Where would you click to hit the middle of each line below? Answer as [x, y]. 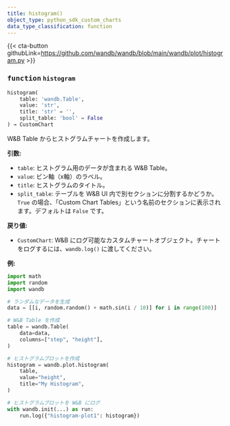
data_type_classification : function [60, 26]
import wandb [26, 289]
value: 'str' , [40, 105]
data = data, [35, 333]
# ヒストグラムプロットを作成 [43, 359]
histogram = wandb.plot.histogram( [58, 365]
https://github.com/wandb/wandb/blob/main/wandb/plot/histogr [132, 53]
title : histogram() [35, 13]
